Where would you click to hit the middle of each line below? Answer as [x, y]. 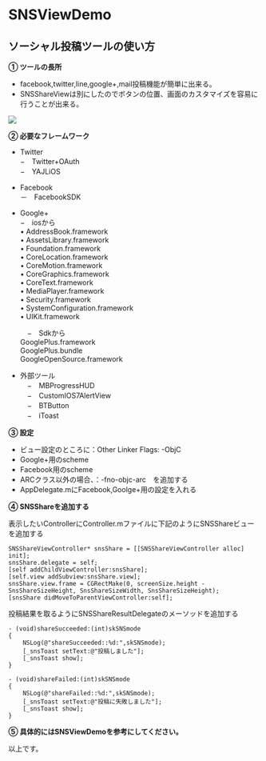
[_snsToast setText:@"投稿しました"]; [83, 651]
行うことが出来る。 [52, 104]
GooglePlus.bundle [51, 350]
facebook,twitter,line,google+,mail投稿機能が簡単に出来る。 [118, 84]
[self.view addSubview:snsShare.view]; [75, 577]
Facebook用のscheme [56, 469]
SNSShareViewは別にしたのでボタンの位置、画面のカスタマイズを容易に [139, 94]
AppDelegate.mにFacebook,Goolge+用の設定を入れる [108, 489]
